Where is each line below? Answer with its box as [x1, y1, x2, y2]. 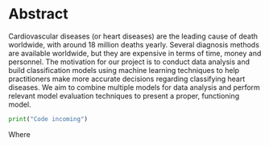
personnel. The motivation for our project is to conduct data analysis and [8, 57, 250, 67]
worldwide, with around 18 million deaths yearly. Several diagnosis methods [8, 39, 260, 49]
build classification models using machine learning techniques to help [8, 65, 240, 75]
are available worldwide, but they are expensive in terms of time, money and [8, 48, 262, 58]
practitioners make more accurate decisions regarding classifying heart [8, 74, 246, 83]
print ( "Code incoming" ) [8, 115, 89, 123]
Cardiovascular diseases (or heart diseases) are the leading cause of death [8, 31, 259, 41]
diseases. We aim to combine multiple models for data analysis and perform [8, 82, 260, 92]
